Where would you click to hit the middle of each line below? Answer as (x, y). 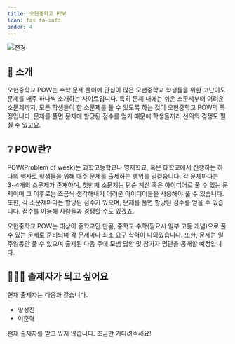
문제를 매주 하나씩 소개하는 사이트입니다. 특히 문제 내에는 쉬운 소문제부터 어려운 (116, 99)
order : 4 (20, 27)
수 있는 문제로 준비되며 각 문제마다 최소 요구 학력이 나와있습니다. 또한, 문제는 (112, 235)
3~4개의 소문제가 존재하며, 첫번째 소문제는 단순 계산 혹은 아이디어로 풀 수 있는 (114, 185)
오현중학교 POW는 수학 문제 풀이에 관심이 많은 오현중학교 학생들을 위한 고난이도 (116, 90)
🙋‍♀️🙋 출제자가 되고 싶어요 (58, 276)
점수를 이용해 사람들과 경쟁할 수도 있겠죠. (78, 211)
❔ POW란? (29, 149)
